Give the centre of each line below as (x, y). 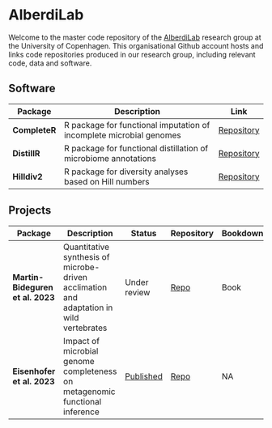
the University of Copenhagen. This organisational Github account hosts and (136, 45)
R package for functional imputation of (137, 125)
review (138, 292)
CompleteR (34, 129)
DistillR (26, 153)
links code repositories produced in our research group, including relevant (132, 54)
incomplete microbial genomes (122, 135)
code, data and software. (50, 63)
